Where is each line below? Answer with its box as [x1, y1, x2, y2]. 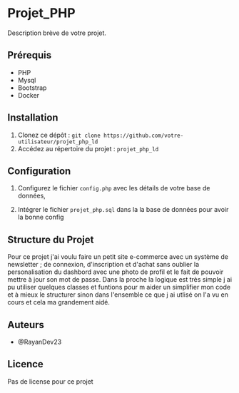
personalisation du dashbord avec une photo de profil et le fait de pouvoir [7, 267, 223, 276]
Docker [17, 91, 40, 99]
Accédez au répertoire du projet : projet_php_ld [17, 144, 159, 153]
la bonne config [17, 213, 64, 222]
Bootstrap [17, 83, 47, 92]
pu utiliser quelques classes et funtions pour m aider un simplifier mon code [7, 283, 230, 292]
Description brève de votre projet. [7, 29, 107, 37]
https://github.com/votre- [103, 132, 184, 139]
